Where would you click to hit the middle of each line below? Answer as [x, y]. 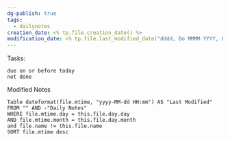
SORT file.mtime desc [38, 132]
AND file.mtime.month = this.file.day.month [72, 120]
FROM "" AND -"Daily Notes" [47, 108]
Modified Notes [29, 90]
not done [20, 77]
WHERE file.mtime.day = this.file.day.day [68, 114]
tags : [15, 20]
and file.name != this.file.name [55, 126]
